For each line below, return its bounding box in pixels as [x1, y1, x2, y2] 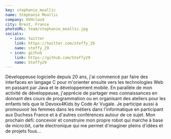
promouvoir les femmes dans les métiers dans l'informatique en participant [5, 106, 164, 112]
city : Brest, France [5, 21, 50, 27]
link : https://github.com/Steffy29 [14, 55, 91, 60]
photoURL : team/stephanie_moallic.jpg [5, 27, 88, 32]
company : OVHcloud [5, 17, 45, 22]
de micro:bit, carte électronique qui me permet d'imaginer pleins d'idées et [5, 123, 163, 129]
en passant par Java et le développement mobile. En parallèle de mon [5, 85, 153, 91]
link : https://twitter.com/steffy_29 [14, 41, 95, 46]
